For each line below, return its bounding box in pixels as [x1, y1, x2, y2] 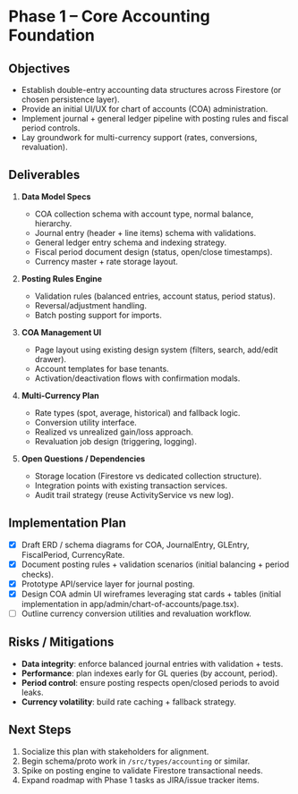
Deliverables [8, 167, 81, 182]
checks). [21, 569, 55, 579]
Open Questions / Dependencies [21, 453, 146, 464]
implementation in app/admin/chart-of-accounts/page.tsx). [21, 598, 240, 609]
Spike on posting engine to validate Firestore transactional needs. [21, 764, 263, 775]
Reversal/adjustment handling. [34, 300, 147, 310]
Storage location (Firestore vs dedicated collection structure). [34, 470, 262, 481]
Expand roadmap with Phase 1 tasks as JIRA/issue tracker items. [21, 774, 260, 785]
